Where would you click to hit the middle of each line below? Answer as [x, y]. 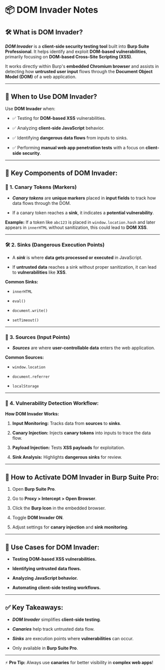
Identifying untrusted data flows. [47, 569]
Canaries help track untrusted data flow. [53, 629]
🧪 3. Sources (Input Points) [38, 337]
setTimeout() [26, 320]
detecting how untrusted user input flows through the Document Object [79, 71]
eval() [19, 301]
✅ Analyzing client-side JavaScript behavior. [58, 128]
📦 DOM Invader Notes [52, 10]
